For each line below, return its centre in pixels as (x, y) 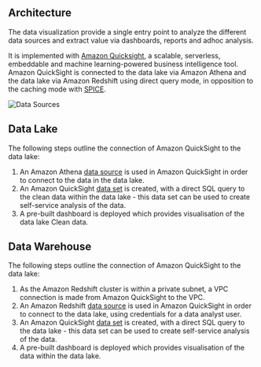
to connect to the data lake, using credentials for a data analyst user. (130, 314)
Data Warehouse (50, 247)
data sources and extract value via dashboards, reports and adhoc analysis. (131, 40)
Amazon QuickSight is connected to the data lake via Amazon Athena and (127, 72)
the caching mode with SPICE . (57, 89)
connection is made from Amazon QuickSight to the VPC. (112, 298)
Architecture (40, 13)
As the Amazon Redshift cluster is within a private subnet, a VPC (124, 289)
